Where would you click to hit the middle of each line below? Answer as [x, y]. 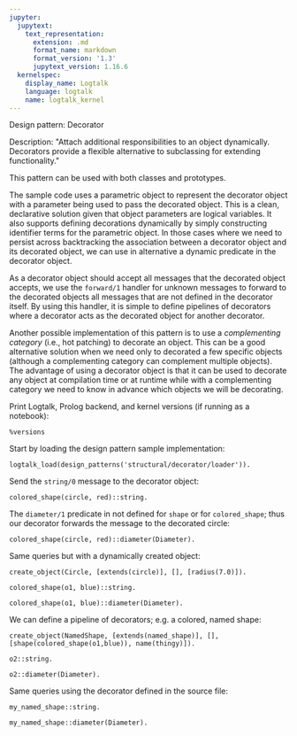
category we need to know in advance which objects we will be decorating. [146, 390]
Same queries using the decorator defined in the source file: [118, 691]
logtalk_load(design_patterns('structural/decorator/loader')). [130, 465]
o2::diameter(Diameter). [55, 675]
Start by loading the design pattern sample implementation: [117, 449]
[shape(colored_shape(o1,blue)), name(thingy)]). [103, 644]
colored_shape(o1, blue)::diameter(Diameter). [96, 603]
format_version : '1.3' [74, 58]
